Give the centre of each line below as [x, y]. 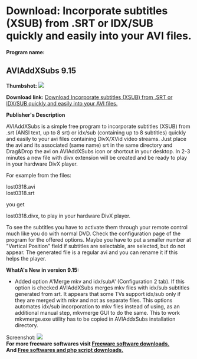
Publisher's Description [36, 115]
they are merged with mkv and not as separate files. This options [93, 300]
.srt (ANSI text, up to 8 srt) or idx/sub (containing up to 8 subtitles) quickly [96, 132]
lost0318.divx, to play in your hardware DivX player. [68, 216]
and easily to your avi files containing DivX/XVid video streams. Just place [96, 139]
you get [15, 204]
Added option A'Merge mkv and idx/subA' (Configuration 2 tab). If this [99, 281]
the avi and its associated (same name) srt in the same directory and [89, 145]
